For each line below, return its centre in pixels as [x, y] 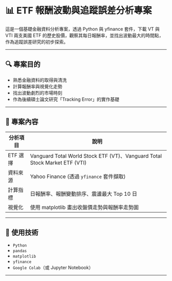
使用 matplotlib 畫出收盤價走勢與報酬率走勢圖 [84, 207]
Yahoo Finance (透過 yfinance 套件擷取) [78, 176]
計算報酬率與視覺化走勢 [37, 86]
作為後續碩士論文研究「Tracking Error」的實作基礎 [66, 99]
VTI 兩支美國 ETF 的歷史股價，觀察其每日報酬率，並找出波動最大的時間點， [84, 35]
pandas [20, 251]
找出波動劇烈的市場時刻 [37, 92]
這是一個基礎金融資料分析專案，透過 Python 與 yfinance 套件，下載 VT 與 [83, 29]
